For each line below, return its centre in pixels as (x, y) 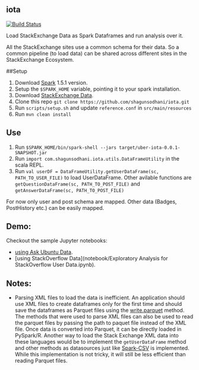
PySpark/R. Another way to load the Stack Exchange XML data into (97, 336)
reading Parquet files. (41, 361)
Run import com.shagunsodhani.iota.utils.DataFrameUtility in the (97, 158)
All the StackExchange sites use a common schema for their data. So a (93, 47)
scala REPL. (29, 165)
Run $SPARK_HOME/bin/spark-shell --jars (66, 147)
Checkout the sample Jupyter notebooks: (57, 241)
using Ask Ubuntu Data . (44, 252)
